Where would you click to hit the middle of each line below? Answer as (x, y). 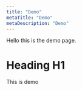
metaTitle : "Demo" (29, 18)
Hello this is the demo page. (41, 41)
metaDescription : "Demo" (38, 23)
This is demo (22, 82)
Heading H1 (36, 65)
